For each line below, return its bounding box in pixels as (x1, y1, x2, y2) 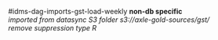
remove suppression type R (8, 24, 97, 32)
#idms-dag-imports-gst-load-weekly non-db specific (8, 7, 183, 16)
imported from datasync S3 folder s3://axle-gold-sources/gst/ (8, 15, 210, 24)
